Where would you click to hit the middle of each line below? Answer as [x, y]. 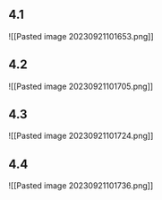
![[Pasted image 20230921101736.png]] [81, 186]
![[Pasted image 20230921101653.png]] [81, 36]
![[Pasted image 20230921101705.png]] [81, 86]
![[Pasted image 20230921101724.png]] [81, 136]
